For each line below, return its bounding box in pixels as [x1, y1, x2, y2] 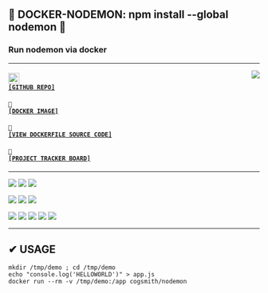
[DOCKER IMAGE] [8, 107, 59, 115]
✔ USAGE [8, 243, 56, 256]
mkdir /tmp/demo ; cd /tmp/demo [8, 264, 116, 272]
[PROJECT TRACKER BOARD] [8, 154, 91, 163]
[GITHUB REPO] [8, 84, 56, 92]
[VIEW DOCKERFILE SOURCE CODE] [8, 131, 112, 139]
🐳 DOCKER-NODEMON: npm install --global [8, 8, 229, 21]
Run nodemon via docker [8, 45, 108, 56]
